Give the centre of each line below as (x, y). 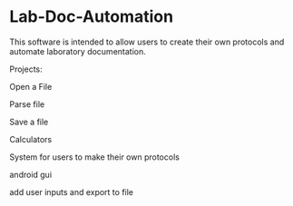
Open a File (31, 86)
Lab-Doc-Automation (92, 17)
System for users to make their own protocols (94, 157)
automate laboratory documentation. (78, 51)
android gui (31, 174)
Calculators (31, 139)
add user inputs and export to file (72, 191)
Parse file (27, 104)
